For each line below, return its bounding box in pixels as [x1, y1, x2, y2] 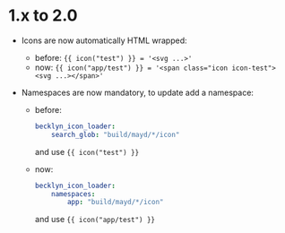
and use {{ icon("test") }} [34, 146, 140, 157]
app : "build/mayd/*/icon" [66, 198, 164, 207]
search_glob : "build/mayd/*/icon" [51, 130, 180, 139]
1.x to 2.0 [8, 5, 78, 26]
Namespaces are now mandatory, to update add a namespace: [21, 87, 255, 98]
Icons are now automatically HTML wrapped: [21, 35, 187, 46]
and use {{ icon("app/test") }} [34, 214, 156, 225]
